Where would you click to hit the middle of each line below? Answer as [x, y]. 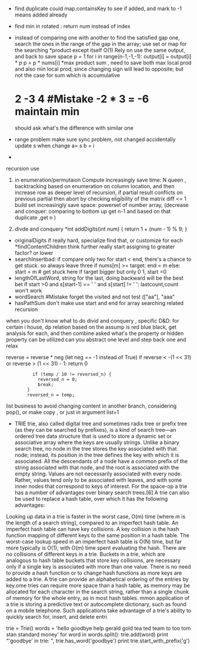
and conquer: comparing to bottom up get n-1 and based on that [93, 211]
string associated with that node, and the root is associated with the [97, 467]
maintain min [47, 112]
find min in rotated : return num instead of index [72, 26]
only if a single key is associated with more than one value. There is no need [98, 566]
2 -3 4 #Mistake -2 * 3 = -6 [82, 99]
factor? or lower [34, 252]
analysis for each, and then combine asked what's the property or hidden [95, 333]
